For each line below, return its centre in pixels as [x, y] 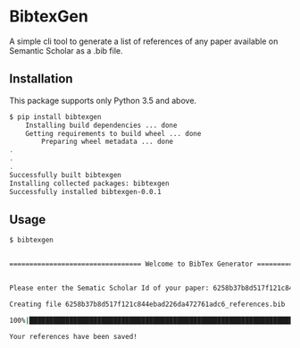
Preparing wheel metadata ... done [108, 142]
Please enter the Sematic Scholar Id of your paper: [109, 288]
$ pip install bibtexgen [55, 117]
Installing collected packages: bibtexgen [89, 183]
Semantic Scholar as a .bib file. [66, 50]
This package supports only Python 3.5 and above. [103, 100]
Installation [41, 79]
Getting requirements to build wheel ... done [113, 133]
